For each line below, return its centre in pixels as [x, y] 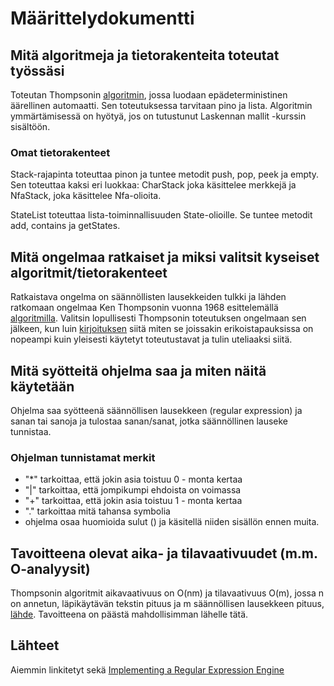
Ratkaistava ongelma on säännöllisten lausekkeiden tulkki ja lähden [148, 297]
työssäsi [37, 70]
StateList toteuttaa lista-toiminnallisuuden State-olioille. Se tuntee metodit [161, 215]
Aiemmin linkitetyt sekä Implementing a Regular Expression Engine [147, 669]
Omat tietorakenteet [60, 152]
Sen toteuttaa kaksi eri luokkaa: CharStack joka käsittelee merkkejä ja [153, 185]
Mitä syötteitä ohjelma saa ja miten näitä [138, 370]
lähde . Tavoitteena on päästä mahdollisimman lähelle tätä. [129, 614]
